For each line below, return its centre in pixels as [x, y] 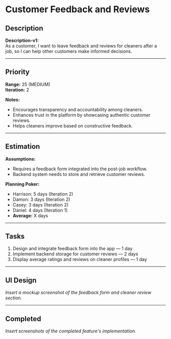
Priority [17, 72]
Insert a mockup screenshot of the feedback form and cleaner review [78, 293]
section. [14, 298]
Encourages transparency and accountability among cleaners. [78, 109]
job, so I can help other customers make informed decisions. [69, 51]
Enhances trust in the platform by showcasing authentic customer [82, 115]
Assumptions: [21, 159]
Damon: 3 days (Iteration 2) [41, 199]
